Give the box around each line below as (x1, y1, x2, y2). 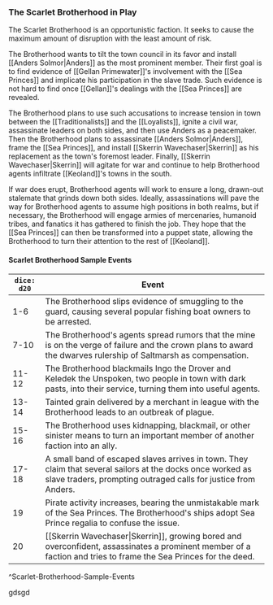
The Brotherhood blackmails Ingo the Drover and (45, 363, 232, 374)
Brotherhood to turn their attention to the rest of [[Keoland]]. (8, 237, 210, 246)
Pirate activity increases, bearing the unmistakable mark (45, 497, 260, 508)
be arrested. (45, 316, 92, 327)
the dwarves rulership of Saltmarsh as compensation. (45, 349, 249, 360)
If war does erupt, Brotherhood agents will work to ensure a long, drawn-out (8, 185, 264, 194)
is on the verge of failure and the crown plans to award (45, 339, 253, 350)
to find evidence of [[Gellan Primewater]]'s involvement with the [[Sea (8, 67, 243, 76)
